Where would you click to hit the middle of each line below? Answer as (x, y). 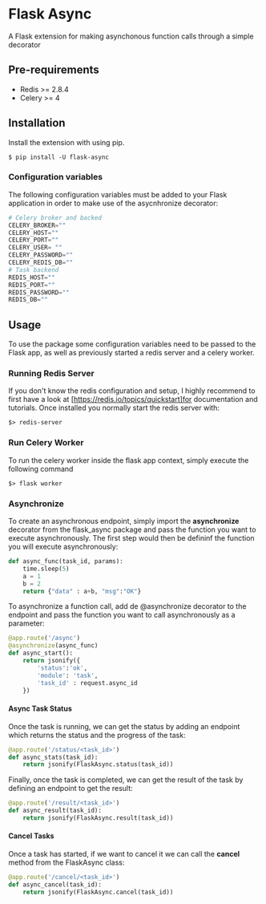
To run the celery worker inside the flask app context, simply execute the (129, 460)
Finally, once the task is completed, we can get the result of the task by (126, 780)
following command (41, 468)
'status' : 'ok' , (62, 668)
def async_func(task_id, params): (66, 561)
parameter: (27, 623)
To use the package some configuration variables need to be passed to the (132, 344)
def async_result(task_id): (55, 811)
